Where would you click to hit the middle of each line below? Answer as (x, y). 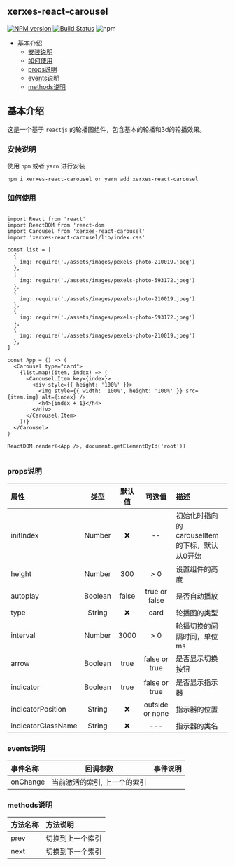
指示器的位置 (197, 710)
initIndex (25, 535)
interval (23, 635)
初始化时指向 (197, 515)
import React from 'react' (47, 219)
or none (156, 713)
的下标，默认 (197, 545)
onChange (28, 782)
